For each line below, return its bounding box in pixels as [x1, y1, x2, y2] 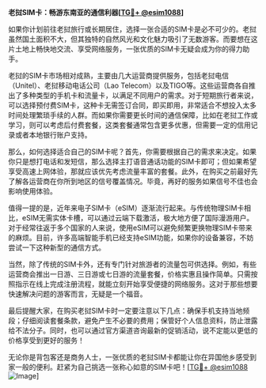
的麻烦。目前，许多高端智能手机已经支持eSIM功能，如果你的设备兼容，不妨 [8, 233, 254, 242]
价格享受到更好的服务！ [8, 336, 85, 345]
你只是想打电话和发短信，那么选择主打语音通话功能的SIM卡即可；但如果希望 [8, 157, 257, 166]
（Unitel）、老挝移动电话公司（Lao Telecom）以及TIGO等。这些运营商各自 [8, 81, 249, 90]
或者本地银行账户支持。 [14, 130, 92, 139]
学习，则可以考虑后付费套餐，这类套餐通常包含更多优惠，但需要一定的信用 [8, 120, 251, 130]
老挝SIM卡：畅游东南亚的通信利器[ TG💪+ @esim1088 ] [8, 8, 184, 17]
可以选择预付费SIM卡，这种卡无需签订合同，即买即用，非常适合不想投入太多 [8, 100, 257, 110]
